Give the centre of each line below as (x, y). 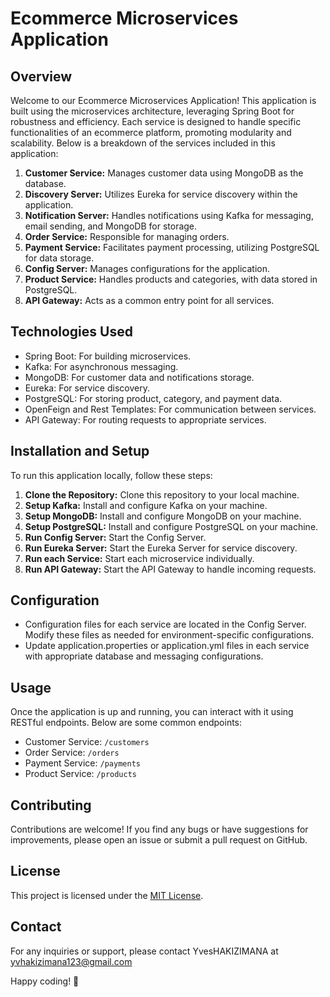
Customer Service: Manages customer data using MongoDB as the (164, 173)
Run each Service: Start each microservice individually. (139, 558)
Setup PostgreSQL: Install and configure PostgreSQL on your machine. (171, 526)
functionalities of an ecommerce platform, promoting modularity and (151, 132)
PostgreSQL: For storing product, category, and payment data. (153, 398)
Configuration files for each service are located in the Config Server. (165, 624)
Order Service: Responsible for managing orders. (127, 236)
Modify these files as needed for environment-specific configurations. (169, 635)
